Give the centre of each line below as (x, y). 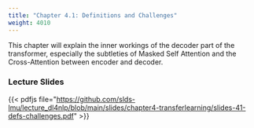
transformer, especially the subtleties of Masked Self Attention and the (122, 53)
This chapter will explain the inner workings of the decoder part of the (121, 45)
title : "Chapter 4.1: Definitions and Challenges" (93, 15)
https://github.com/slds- (96, 99)
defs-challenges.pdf (41, 115)
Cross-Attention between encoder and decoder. (86, 62)
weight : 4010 (29, 23)
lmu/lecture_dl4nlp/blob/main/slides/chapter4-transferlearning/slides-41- (127, 108)
